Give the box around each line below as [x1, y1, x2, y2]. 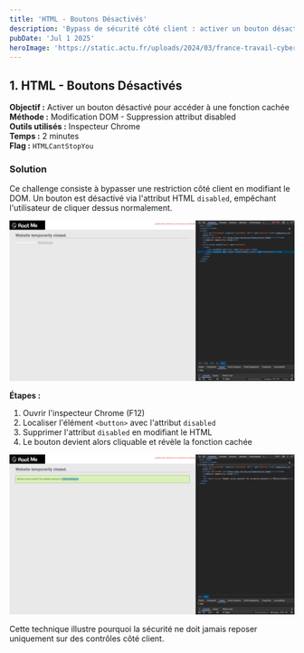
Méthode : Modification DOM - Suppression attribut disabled [9, 111, 237, 122]
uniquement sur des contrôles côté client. [9, 633, 165, 644]
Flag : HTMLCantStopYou [9, 140, 94, 151]
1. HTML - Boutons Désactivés [9, 78, 183, 93]
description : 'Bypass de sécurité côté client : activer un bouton [9, 24, 270, 33]
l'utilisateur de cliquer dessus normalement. [9, 203, 173, 213]
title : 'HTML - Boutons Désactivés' [9, 14, 147, 24]
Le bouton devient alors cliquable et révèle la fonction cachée [22, 436, 253, 447]
